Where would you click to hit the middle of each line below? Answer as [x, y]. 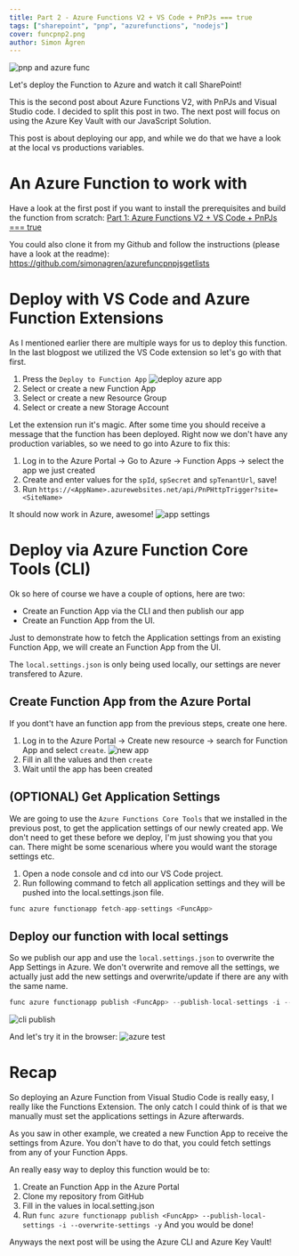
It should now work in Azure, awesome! [81, 515]
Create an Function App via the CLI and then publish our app [133, 612]
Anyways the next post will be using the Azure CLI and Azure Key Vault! [141, 1242]
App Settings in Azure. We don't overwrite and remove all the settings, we [145, 968]
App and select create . [64, 750]
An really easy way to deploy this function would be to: [110, 1170]
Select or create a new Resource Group [94, 398]
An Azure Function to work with [128, 184]
